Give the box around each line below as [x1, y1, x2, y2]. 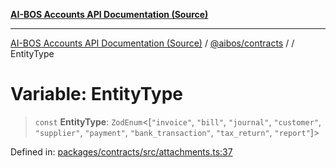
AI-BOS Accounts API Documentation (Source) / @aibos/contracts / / [10, 37, 295, 49]
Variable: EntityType [10, 83, 183, 106]
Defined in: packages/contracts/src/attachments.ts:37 [10, 145, 233, 158]
